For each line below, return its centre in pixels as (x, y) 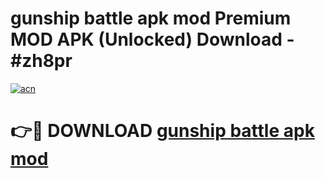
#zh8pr (41, 61)
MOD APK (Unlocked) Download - (152, 39)
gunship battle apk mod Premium (151, 18)
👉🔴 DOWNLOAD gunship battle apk (162, 131)
